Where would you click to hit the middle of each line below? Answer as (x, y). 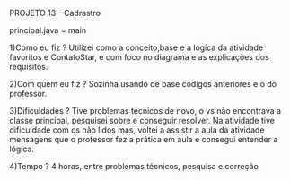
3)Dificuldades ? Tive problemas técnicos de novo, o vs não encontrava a (145, 111)
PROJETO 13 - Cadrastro (55, 13)
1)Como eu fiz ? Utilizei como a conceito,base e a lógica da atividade (136, 47)
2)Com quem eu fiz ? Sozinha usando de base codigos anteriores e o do (143, 84)
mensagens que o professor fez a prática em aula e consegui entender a (144, 139)
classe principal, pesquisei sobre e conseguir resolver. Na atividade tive (142, 120)
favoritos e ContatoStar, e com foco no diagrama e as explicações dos (139, 57)
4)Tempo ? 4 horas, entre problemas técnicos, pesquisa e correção (134, 166)
